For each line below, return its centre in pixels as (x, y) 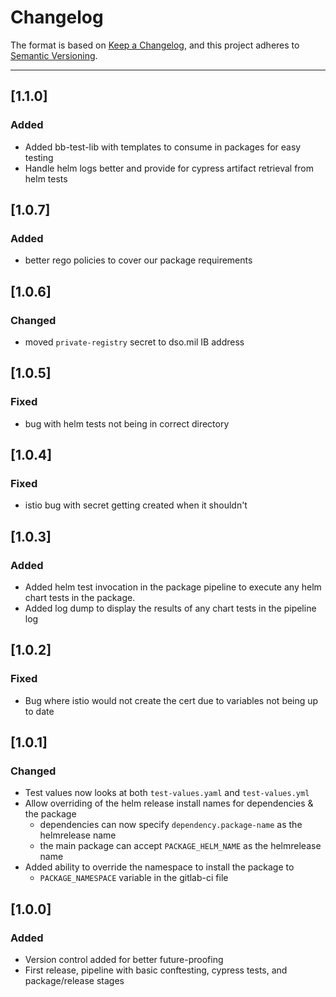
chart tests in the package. (80, 598)
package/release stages (74, 981)
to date (39, 711)
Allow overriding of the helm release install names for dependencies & (169, 803)
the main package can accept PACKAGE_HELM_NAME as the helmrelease (180, 846)
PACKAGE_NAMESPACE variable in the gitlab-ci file (134, 878)
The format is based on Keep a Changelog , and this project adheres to (155, 45)
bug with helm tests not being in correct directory (127, 423)
